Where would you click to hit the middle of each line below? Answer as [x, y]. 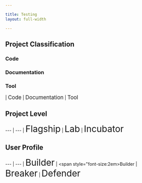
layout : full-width [26, 19]
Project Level [26, 114]
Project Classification [40, 44]
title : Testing [21, 14]
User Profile [25, 148]
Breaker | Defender [43, 173]
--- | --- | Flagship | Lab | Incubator [64, 129]
